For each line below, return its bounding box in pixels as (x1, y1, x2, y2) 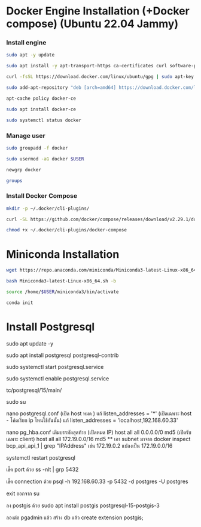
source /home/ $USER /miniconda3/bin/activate (6, 289, 119, 295)
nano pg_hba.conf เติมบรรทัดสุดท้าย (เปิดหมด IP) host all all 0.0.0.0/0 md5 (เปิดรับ (6, 428, 191, 436)
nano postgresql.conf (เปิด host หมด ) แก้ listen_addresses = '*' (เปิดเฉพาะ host (6, 410, 192, 417)
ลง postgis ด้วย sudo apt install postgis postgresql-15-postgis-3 (6, 502, 160, 509)
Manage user (6, 131, 46, 139)
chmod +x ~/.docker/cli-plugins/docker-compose (6, 227, 127, 233)
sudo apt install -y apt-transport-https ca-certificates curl (6, 63, 167, 69)
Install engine (6, 38, 47, 47)
